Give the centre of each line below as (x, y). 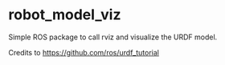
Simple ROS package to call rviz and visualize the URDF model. (113, 37)
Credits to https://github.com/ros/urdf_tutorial (84, 52)
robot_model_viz (65, 15)
